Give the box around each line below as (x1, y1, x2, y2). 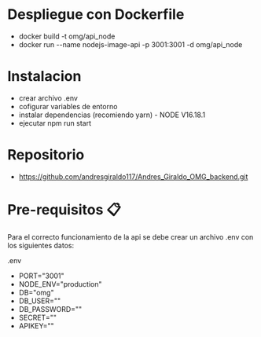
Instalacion (7, 68, 82, 86)
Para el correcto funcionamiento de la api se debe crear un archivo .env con (7, 232, 254, 241)
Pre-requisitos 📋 (7, 201, 121, 218)
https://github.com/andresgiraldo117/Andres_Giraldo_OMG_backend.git (18, 171, 248, 181)
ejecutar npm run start (18, 118, 92, 127)
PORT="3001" (18, 271, 64, 280)
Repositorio (7, 146, 85, 164)
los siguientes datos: (7, 240, 75, 250)
